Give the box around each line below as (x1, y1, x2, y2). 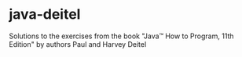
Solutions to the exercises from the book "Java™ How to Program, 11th (9, 31, 234, 41)
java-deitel (9, 5, 81, 23)
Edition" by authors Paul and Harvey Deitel (9, 39, 147, 48)
